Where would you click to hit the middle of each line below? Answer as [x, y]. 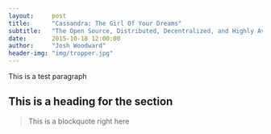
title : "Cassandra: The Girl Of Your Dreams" [95, 23]
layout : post [38, 16]
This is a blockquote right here [79, 121]
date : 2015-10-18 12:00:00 [65, 38]
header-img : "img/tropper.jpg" [61, 53]
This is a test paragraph [48, 76]
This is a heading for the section [91, 102]
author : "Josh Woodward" [57, 46]
